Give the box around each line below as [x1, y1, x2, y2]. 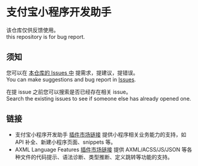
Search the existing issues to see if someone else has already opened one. [6, 95, 191, 102]
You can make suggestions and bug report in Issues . [6, 76, 136, 83]
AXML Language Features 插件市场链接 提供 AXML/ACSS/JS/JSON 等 [14, 146, 187, 153]
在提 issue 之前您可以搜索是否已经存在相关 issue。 [6, 88, 132, 95]
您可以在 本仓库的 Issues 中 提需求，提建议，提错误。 [6, 69, 139, 76]
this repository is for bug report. [6, 33, 85, 40]
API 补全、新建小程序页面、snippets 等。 [14, 138, 116, 146]
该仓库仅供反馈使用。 [6, 26, 59, 34]
